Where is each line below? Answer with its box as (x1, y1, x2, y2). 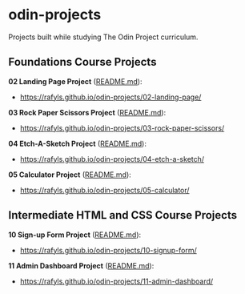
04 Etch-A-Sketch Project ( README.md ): (8, 139, 147, 148)
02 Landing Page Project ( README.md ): (8, 76, 143, 86)
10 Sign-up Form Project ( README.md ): (8, 230, 142, 240)
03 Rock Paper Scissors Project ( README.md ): (8, 107, 167, 117)
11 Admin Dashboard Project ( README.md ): (8, 260, 155, 270)
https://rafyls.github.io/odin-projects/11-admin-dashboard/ (19, 276, 214, 286)
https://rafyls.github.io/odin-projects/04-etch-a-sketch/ (19, 154, 205, 163)
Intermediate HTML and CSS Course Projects (8, 208, 238, 222)
